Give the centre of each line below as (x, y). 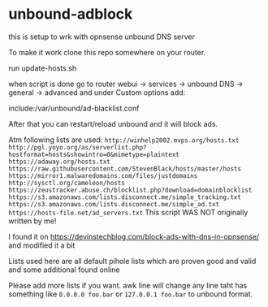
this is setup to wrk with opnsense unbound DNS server (102, 37)
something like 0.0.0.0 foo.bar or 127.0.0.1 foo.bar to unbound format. (131, 294)
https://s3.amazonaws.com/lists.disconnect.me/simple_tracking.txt (125, 197)
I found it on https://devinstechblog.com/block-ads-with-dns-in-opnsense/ (134, 236)
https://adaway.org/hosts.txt (60, 162)
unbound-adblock (71, 14)
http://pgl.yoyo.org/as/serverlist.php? (78, 147)
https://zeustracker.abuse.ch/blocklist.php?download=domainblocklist (130, 190)
